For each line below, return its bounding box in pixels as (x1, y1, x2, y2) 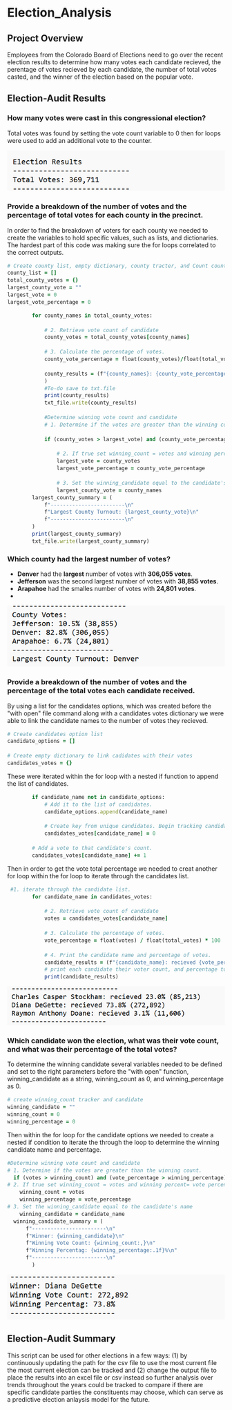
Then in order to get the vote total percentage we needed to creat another (7, 865, 217, 873)
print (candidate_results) (43, 974, 119, 981)
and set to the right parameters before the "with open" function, (7, 1068, 189, 1076)
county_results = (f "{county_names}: (43, 370, 153, 377)
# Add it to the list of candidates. (43, 801, 153, 808)
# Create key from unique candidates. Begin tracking (43, 823, 202, 830)
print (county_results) (43, 392, 110, 399)
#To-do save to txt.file (43, 385, 116, 392)
